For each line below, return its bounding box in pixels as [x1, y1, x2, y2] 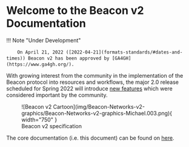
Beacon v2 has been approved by [28, 55, 110, 61]
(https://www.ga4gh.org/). [6, 61, 75, 67]
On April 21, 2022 [17, 49, 64, 55]
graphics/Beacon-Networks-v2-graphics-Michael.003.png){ [21, 109, 173, 117]
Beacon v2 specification [21, 122, 82, 129]
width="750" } [21, 116, 58, 123]
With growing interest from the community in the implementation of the [6, 72, 184, 79]
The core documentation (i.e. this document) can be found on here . [6, 134, 174, 142]
